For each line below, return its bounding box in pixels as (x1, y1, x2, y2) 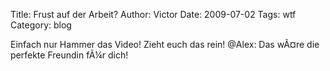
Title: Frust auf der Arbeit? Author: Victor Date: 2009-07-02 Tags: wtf (10, 9, 297, 20)
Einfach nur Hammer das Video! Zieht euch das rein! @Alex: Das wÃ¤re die (10, 39, 320, 50)
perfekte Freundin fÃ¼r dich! (10, 49, 129, 61)
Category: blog (10, 19, 72, 31)
